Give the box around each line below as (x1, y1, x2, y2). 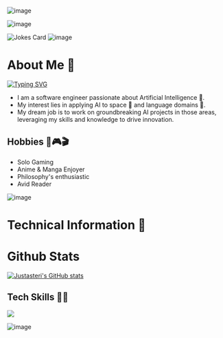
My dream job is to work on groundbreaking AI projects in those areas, (16, 107, 217, 116)
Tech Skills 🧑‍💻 (7, 291, 69, 303)
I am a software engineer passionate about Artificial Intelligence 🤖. (16, 93, 205, 101)
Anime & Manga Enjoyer (16, 165, 85, 173)
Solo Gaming (16, 158, 54, 166)
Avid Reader (16, 180, 52, 188)
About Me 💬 (7, 57, 75, 73)
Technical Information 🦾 (7, 217, 146, 233)
